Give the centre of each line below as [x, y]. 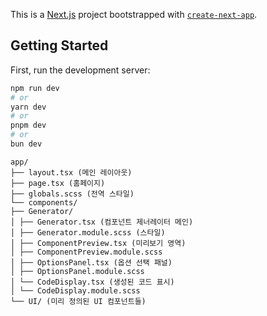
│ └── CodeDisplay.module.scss [75, 290]
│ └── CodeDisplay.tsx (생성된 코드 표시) [92, 282]
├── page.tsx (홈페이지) [58, 183]
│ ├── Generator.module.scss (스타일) [88, 232]
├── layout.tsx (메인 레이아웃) [71, 172]
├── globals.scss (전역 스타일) [72, 194]
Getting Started [59, 45]
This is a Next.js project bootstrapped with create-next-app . [134, 14]
